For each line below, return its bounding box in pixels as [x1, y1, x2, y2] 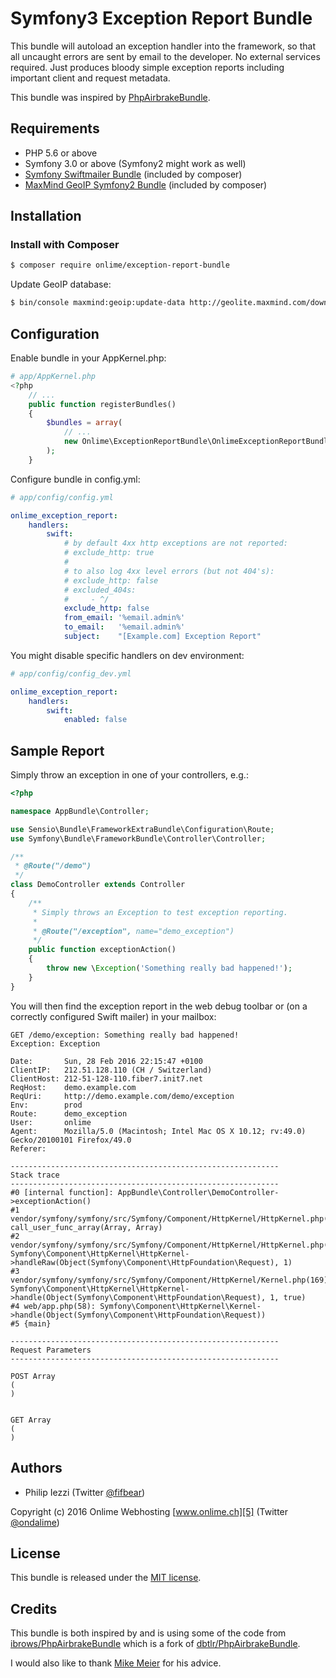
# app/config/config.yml [10, 492, 114, 502]
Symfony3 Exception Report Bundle [10, 7, 313, 30]
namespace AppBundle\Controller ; [10, 806, 150, 816]
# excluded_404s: [63, 585, 137, 595]
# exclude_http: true [63, 548, 155, 558]
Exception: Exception [10, 1038, 101, 1049]
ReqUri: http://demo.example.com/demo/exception [10, 1091, 235, 1101]
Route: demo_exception [10, 1108, 128, 1119]
